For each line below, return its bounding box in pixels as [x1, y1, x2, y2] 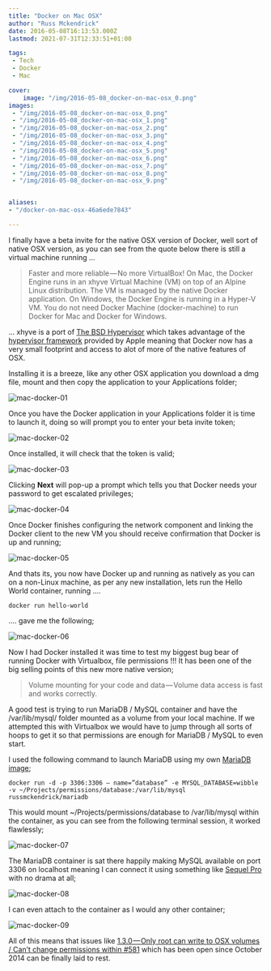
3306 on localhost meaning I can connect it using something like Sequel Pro [8, 864, 262, 874]
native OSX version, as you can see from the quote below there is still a [8, 244, 246, 254]
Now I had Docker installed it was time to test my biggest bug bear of [8, 647, 239, 657]
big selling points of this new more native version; [8, 664, 174, 674]
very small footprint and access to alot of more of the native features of [8, 344, 247, 353]
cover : [8, 86, 31, 94]
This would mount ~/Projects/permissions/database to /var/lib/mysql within [8, 807, 260, 817]
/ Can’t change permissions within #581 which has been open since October [8, 944, 263, 954]
